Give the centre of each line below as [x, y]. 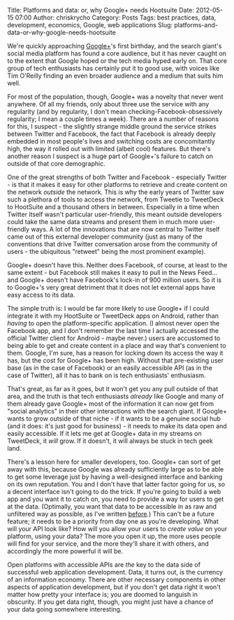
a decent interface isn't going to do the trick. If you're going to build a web [114, 492]
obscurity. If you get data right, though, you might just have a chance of [110, 602]
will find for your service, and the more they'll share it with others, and [108, 544]
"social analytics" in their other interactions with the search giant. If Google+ [117, 411]
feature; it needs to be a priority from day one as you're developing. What [113, 521]
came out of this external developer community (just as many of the [105, 237]
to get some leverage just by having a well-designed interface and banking [115, 477]
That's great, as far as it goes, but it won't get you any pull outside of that [113, 389]
